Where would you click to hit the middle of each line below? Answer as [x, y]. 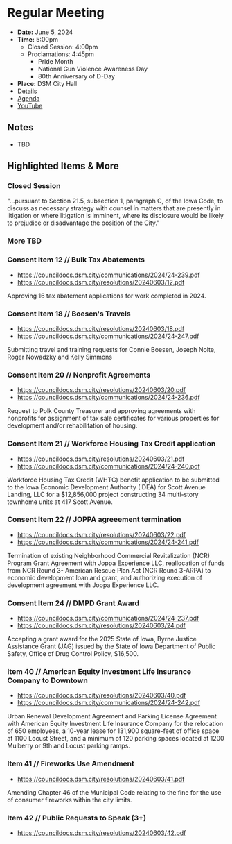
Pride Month [55, 61]
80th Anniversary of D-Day [77, 76]
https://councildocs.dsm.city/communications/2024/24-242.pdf [109, 703]
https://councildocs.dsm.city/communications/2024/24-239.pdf [108, 275]
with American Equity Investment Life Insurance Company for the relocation [115, 724]
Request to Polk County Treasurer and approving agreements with [101, 411]
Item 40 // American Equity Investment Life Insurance [99, 672]
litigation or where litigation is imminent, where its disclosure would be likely [115, 216]
